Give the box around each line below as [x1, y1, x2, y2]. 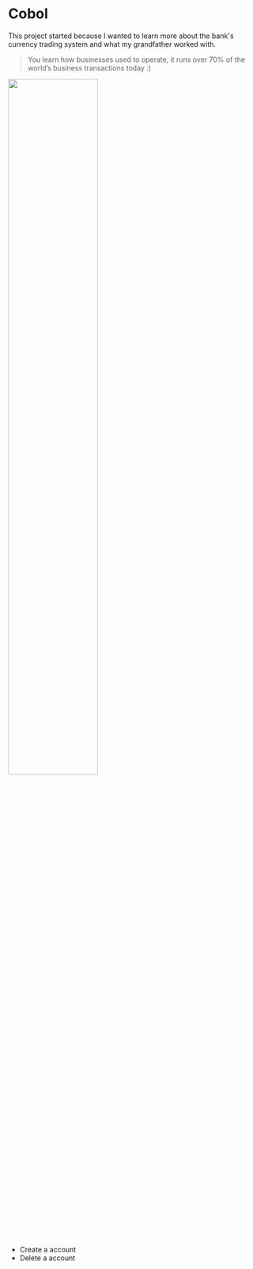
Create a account [19, 1244, 77, 1254]
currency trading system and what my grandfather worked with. [8, 39, 216, 48]
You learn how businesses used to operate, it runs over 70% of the [27, 55, 246, 64]
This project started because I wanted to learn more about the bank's [8, 31, 235, 40]
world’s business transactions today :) [27, 63, 152, 72]
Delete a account [19, 1253, 76, 1263]
